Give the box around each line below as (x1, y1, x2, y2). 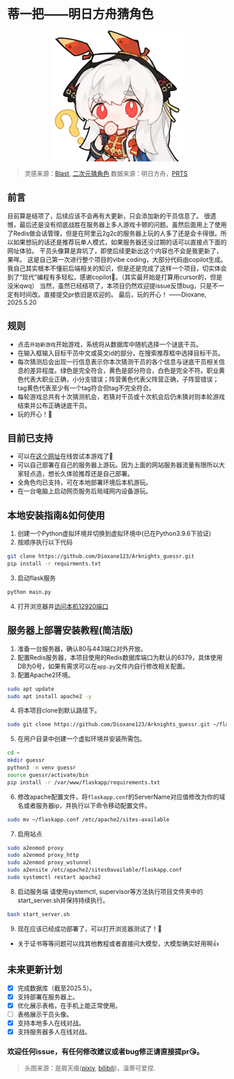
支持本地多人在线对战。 (17, 1018, 85, 1027)
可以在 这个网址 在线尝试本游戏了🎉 (17, 452, 114, 461)
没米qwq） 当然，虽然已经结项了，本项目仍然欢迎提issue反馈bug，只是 (7, 281, 212, 290)
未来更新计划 (7, 964, 63, 976)
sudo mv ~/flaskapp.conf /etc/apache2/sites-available (7, 816, 170, 823)
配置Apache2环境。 (17, 670, 75, 679)
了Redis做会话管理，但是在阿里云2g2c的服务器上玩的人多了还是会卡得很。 (7, 229, 221, 238)
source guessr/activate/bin (7, 772, 89, 779)
